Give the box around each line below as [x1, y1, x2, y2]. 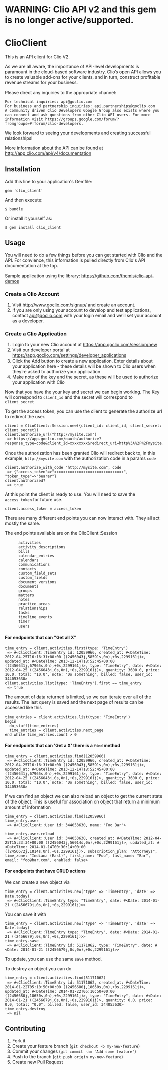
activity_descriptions [18, 545, 66, 550]
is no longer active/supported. [5, 14, 134, 26]
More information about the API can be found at [5, 145, 103, 151]
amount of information [5, 804, 51, 810]
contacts [18, 567, 37, 572]
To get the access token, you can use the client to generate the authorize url [5, 408, 162, 414]
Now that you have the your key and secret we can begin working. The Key [5, 389, 160, 395]
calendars [18, 558, 39, 563]
